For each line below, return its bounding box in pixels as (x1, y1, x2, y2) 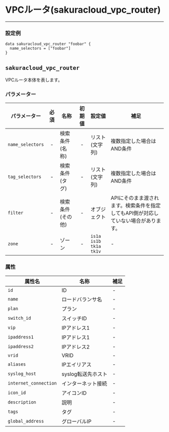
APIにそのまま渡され (110, 195, 159, 202)
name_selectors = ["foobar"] (10, 46, 71, 51)
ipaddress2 (8, 343, 34, 349)
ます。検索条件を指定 (110, 202, 161, 209)
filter (8, 210, 24, 216)
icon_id (8, 390, 26, 396)
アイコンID (61, 390, 87, 397)
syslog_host (8, 371, 37, 376)
